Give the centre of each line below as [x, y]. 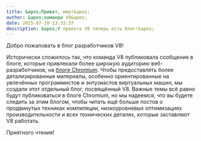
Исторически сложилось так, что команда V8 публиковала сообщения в [100, 57]
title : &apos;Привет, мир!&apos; [48, 12]
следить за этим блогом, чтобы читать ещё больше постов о [85, 102]
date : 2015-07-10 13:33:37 [40, 23]
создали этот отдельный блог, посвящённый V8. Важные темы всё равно [101, 89]
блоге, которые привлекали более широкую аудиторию [78, 64]
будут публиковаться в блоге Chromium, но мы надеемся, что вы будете [100, 95]
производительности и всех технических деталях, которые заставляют [98, 115]
